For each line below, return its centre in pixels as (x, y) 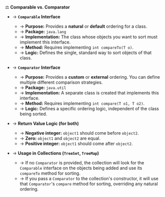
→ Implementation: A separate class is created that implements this (89, 93)
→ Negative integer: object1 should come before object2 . (79, 133)
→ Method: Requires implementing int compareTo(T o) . (77, 47)
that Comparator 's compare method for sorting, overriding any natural (89, 184)
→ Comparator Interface (36, 67)
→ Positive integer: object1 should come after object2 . (76, 144)
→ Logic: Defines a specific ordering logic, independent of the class (89, 109)
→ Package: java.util (43, 88)
